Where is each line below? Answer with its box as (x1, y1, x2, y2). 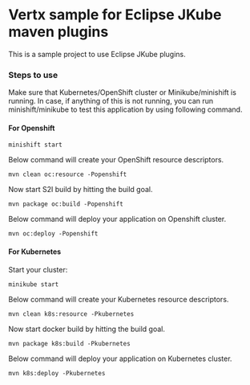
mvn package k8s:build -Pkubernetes (8, 339, 131, 347)
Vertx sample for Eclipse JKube (8, 6, 222, 24)
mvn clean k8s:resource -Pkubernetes (8, 309, 135, 318)
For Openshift (8, 123, 55, 133)
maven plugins (8, 23, 109, 41)
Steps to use (8, 69, 58, 80)
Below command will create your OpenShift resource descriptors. (8, 155, 224, 165)
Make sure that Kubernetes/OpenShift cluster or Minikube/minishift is (8, 88, 236, 97)
